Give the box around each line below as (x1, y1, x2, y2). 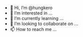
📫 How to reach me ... (10, 26, 57, 32)
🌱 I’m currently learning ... (10, 15, 64, 21)
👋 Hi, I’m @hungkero (10, 5, 53, 10)
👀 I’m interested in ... (10, 10, 53, 16)
